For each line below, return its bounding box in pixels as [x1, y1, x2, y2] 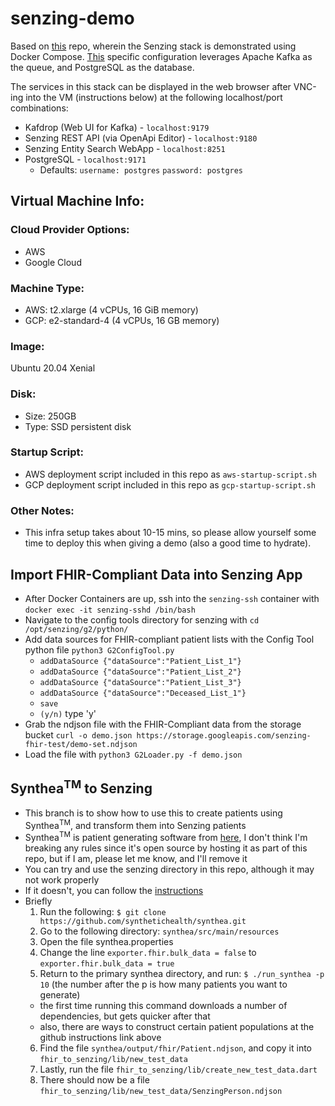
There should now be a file [39, 1074, 150, 1086]
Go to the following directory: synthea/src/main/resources [39, 925, 280, 937]
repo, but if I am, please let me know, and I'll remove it [24, 853, 248, 865]
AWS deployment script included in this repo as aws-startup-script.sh [24, 468, 317, 480]
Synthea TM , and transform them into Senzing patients [24, 817, 247, 831]
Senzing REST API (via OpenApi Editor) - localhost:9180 [24, 132, 258, 144]
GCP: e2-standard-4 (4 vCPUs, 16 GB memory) [24, 314, 220, 326]
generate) [39, 989, 81, 1001]
